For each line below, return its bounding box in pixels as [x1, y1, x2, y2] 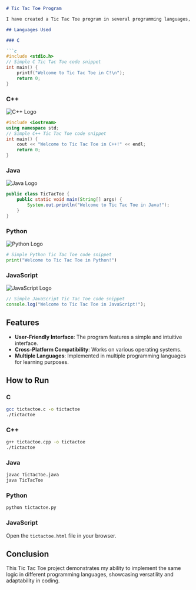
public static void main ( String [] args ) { [16, 197, 122, 203]
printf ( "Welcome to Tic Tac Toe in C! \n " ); [16, 70, 125, 76]
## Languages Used [6, 26, 51, 32]
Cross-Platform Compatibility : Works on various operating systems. [14, 346, 182, 353]
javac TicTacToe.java [6, 472, 59, 478]
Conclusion [6, 549, 49, 559]
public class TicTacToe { [6, 191, 69, 197]
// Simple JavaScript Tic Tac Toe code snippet [6, 296, 125, 302]
